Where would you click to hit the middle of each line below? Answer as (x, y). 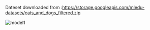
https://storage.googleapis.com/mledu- (103, 7)
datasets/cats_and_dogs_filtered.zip (43, 13)
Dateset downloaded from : (34, 7)
